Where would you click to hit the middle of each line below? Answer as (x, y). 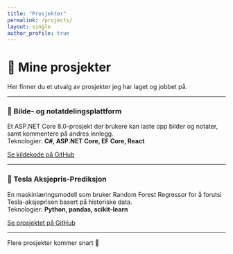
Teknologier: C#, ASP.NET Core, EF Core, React (76, 141)
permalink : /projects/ (40, 20)
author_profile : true (38, 33)
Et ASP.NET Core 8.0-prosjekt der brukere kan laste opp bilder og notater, (113, 127)
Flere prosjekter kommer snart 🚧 (53, 243)
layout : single (29, 26)
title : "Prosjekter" (37, 14)
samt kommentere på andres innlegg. (60, 134)
